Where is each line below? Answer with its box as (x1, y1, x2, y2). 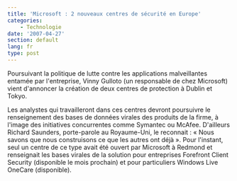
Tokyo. (7, 91, 28, 100)
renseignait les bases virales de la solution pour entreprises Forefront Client (7, 150, 229, 159)
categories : (7, 17, 43, 24)
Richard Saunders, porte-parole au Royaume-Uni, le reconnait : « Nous (7, 128, 214, 136)
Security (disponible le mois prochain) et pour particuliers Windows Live (7, 158, 219, 166)
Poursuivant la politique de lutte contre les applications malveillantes (7, 69, 208, 78)
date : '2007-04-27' (7, 30, 65, 37)
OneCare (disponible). (7, 165, 72, 174)
